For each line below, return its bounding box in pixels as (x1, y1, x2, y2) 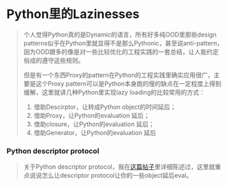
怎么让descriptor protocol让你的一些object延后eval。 (41, 172, 193, 180)
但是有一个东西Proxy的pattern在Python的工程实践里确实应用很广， (23, 70, 214, 79)
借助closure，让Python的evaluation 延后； (33, 120, 155, 128)
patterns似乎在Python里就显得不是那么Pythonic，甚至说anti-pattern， (23, 39, 224, 47)
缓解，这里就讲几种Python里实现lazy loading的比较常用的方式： (23, 87, 205, 96)
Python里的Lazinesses (6, 6, 140, 22)
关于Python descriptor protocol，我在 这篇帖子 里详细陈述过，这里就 (23, 163, 216, 171)
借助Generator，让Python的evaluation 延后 (33, 128, 157, 136)
